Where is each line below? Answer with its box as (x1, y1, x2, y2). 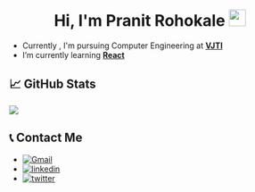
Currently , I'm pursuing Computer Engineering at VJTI (21, 40, 223, 51)
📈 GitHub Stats (9, 77, 96, 92)
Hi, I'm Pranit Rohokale (53, 11, 226, 31)
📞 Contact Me (9, 130, 83, 146)
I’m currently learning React (21, 49, 125, 60)
